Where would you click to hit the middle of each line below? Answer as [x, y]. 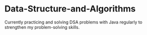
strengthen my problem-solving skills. [42, 27]
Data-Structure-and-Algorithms [70, 9]
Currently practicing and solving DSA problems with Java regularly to [73, 22]
